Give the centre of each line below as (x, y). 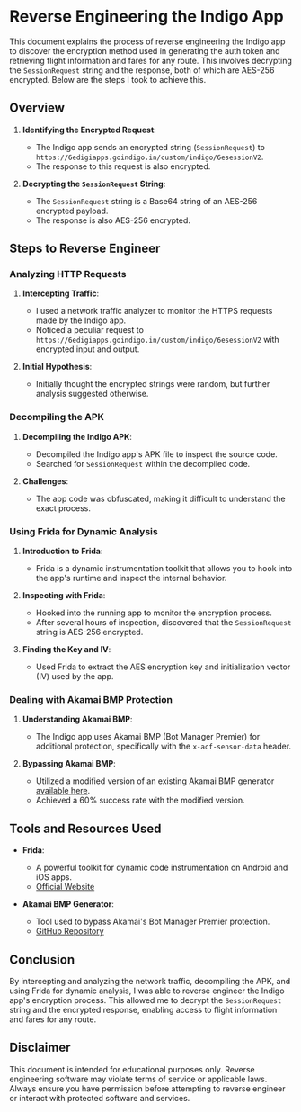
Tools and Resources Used (85, 828)
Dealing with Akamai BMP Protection (91, 699)
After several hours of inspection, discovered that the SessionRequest (164, 623)
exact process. (63, 508)
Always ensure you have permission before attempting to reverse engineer (147, 1088)
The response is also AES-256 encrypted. (113, 220)
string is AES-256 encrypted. (89, 632)
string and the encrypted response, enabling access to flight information (143, 1009)
